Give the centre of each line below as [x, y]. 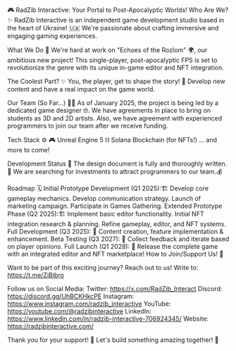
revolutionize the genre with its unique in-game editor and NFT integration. [116, 68]
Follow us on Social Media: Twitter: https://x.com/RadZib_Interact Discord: [115, 289]
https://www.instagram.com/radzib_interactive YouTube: [89, 304]
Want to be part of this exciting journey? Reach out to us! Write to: [103, 267]
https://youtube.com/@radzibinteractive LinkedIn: [79, 311]
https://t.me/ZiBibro [36, 275]
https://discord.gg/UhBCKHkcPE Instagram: [71, 296]
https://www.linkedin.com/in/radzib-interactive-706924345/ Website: [108, 319]
